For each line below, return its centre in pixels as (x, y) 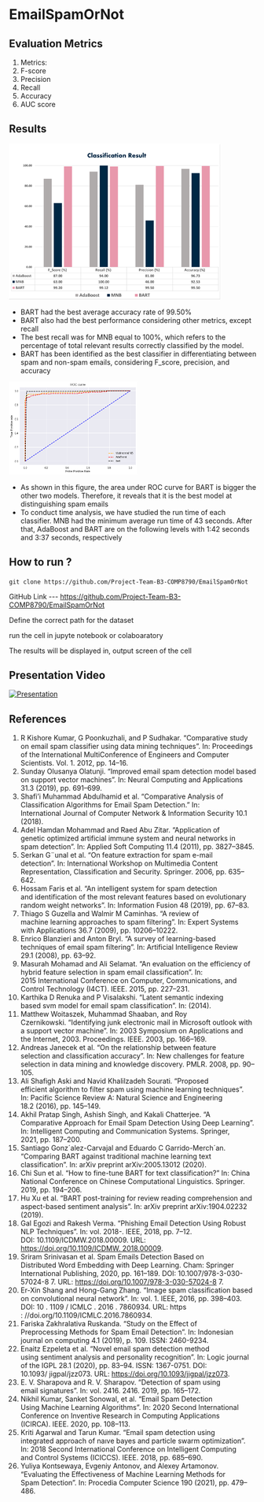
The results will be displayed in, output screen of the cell (100, 651)
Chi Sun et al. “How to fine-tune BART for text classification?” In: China (135, 1173)
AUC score (38, 104)
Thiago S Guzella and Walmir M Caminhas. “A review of (110, 914)
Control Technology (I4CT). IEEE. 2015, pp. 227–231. (105, 989)
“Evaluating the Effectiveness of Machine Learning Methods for (123, 1474)
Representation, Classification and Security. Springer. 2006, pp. (123, 872)
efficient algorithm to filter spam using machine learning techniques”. (132, 1089)
